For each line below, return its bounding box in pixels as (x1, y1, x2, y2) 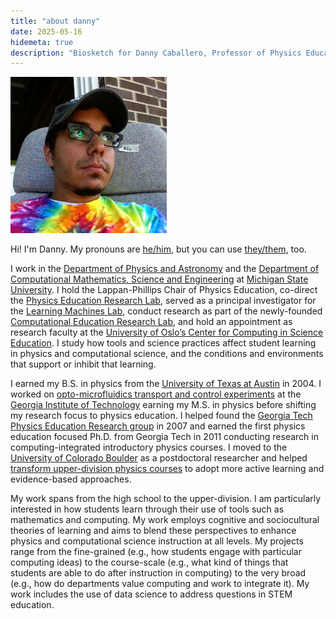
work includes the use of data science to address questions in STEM (10, 588, 293, 600)
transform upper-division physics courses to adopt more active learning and (10, 463, 325, 475)
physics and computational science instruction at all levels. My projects (10, 535, 304, 547)
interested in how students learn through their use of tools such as (10, 503, 285, 515)
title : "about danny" (10, 16, 101, 26)
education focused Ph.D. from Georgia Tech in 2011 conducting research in (10, 431, 319, 443)
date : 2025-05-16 (10, 26, 83, 37)
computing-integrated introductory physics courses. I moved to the (10, 441, 288, 454)
